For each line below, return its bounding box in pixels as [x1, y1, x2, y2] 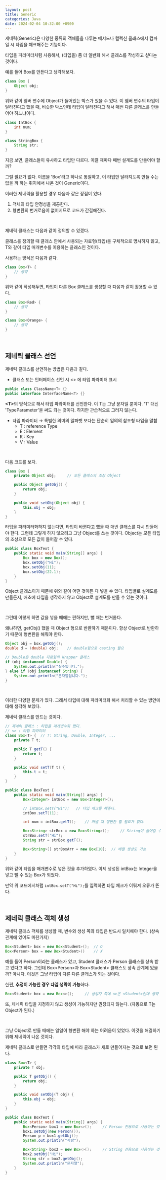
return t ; [23, 751, 43, 756]
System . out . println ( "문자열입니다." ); [14, 673, 88, 678]
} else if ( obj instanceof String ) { [5, 669, 83, 674]
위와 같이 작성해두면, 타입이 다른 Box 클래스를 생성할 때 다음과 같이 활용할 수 [5, 284, 152, 290]
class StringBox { [5, 138, 43, 143]
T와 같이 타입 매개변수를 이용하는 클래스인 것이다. [5, 244, 100, 250]
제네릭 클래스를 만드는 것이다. [5, 714, 62, 720]
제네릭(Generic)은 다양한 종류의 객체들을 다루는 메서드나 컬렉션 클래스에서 [5, 35, 149, 41]
